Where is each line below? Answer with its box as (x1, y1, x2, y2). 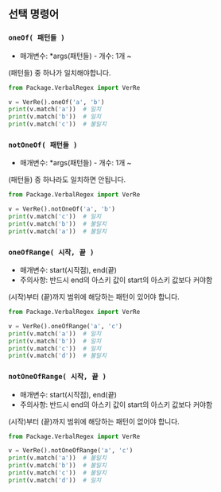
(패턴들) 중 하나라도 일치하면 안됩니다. (8, 175, 126, 184)
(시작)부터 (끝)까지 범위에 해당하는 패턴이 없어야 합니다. (8, 416, 180, 426)
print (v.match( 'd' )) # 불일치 (8, 352, 107, 360)
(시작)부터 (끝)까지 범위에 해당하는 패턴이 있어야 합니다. (8, 292, 180, 302)
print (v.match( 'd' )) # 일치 (8, 476, 102, 484)
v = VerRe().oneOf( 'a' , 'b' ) (8, 98, 105, 106)
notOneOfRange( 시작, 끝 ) (8, 372, 107, 382)
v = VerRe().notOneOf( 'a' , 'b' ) (8, 205, 115, 213)
